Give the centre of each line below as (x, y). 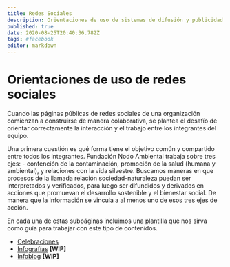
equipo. (18, 135)
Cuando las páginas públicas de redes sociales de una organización (104, 113)
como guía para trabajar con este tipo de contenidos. (82, 228)
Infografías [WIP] (42, 248)
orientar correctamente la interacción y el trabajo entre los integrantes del (112, 128)
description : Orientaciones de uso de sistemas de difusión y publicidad (115, 20)
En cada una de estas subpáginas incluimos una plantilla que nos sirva (107, 221)
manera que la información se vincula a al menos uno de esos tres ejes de (112, 200)
